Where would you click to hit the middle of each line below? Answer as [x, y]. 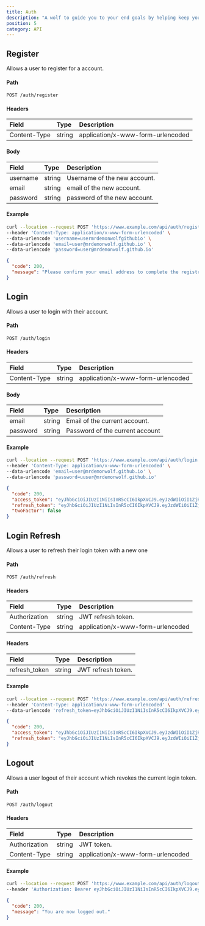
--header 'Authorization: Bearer [49, 889]
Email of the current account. [108, 421]
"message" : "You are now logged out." [61, 912]
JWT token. [95, 844]
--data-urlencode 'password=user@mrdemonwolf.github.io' [80, 250]
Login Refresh [34, 535]
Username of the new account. [111, 178]
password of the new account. [110, 198]
